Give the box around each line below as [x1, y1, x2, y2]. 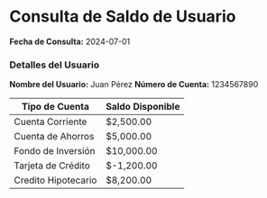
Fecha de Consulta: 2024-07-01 [9, 36, 131, 47]
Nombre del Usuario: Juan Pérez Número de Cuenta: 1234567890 [9, 79, 259, 90]
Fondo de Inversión [14, 145, 96, 157]
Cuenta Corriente [14, 115, 87, 128]
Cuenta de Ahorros [14, 130, 95, 143]
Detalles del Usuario [9, 58, 100, 71]
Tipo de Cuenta [21, 101, 90, 113]
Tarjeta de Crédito [14, 159, 90, 172]
